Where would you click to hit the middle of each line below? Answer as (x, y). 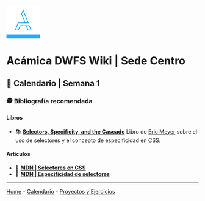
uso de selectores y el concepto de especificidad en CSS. (88, 140)
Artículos (18, 154)
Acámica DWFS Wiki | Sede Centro (96, 61)
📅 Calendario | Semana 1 (53, 83)
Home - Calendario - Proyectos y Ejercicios (61, 191)
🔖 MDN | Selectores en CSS (50, 168)
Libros (15, 118)
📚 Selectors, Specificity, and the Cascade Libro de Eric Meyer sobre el (106, 131)
